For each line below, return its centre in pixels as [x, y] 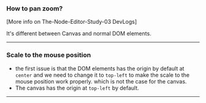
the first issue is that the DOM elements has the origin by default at [100, 68]
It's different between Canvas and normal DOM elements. [79, 34]
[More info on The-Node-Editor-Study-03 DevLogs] [72, 22]
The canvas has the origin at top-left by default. [77, 88]
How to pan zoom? [35, 9]
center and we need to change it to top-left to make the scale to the [102, 75]
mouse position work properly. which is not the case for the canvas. [101, 81]
